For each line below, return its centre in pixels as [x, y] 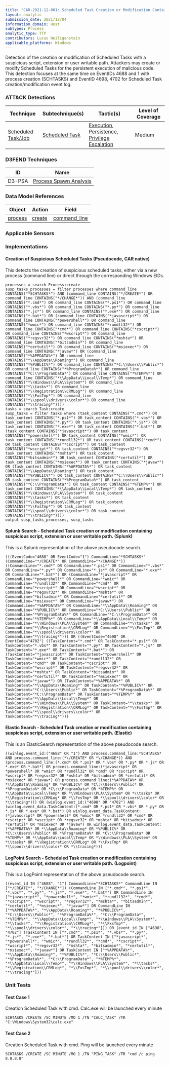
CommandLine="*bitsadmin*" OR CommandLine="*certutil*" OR [69, 597]
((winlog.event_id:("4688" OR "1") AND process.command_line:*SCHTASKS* [83, 754]
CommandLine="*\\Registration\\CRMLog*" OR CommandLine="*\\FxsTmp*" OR [83, 628]
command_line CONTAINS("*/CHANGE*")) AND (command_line [65, 298]
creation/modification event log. [38, 84]
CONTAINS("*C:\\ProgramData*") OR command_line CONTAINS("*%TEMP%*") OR [83, 373]
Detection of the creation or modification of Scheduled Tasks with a [76, 57]
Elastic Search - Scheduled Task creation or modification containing [78, 728]
